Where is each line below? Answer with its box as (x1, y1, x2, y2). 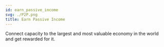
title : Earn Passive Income (5, 17, 66, 22)
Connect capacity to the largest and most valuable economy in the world (5, 31, 159, 37)
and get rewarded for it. (5, 36, 55, 42)
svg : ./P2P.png (5, 12, 38, 17)
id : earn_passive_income (5, 7, 58, 13)
